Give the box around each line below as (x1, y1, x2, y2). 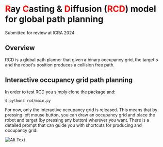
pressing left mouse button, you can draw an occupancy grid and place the (5, 112, 155, 117)
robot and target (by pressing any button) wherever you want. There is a (5, 117, 149, 123)
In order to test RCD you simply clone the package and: (5, 89, 115, 95)
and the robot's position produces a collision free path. (5, 62, 115, 67)
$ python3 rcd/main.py (5, 98, 51, 103)
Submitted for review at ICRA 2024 (5, 30, 75, 35)
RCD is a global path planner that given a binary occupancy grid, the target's (5, 57, 158, 63)
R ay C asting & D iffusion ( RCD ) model (5, 3, 156, 15)
